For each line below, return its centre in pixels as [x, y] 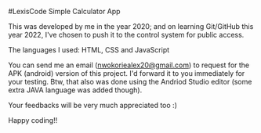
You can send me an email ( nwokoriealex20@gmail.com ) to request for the [129, 65]
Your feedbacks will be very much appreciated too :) [93, 105]
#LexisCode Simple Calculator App [64, 11]
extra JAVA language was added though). [75, 90]
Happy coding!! [33, 120]
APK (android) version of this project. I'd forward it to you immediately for [127, 73]
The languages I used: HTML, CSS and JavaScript [89, 50]
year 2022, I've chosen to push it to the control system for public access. [126, 35]
